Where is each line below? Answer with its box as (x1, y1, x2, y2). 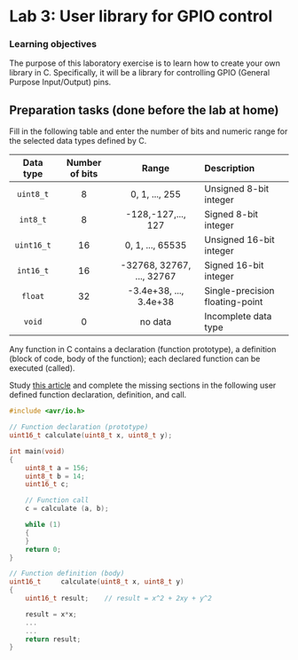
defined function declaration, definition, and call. (9, 389, 187, 400)
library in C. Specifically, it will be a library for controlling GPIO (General (9, 67, 271, 78)
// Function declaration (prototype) (9, 423, 149, 432)
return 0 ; (25, 545, 62, 554)
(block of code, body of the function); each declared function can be (9, 353, 261, 365)
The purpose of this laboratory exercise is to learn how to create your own (9, 58, 281, 68)
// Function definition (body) (9, 570, 125, 578)
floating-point (204, 295, 263, 308)
